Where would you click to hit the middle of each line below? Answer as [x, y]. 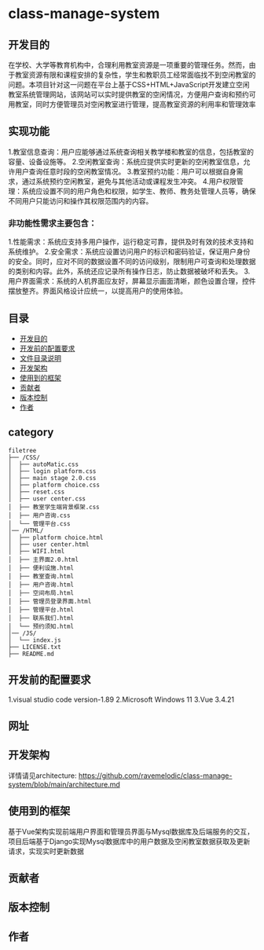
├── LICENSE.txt [35, 647]
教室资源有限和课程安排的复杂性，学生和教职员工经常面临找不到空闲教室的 [135, 75]
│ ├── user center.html [49, 544]
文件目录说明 [40, 358]
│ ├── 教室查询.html [41, 576]
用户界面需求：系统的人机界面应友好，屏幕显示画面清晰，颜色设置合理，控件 [132, 281]
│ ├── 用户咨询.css [39, 515]
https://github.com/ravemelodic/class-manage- [155, 776]
